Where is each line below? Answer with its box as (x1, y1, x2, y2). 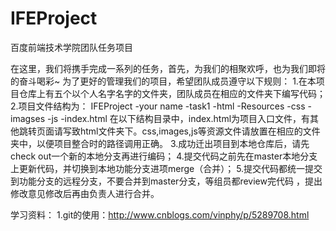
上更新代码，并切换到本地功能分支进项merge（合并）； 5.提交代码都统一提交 (10, 162, 323, 174)
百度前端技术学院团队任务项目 (10, 41, 133, 53)
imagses (10, 112, 46, 124)
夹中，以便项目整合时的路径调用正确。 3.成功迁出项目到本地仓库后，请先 (10, 137, 310, 149)
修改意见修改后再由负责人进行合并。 (10, 187, 160, 199)
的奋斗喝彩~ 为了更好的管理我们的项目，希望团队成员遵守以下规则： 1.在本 (10, 75, 317, 87)
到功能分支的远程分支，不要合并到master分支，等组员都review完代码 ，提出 (10, 175, 323, 187)
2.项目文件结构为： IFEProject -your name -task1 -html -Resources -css (10, 100, 306, 112)
